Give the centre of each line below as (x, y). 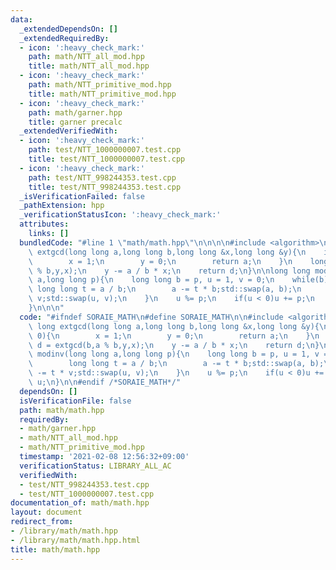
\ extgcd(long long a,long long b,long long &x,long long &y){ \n (167, 252)
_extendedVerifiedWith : (68, 131)
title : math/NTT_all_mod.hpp (89, 66)
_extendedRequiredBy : (64, 38)
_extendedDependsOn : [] (68, 29)
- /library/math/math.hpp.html (75, 540)
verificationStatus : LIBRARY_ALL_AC (95, 466)
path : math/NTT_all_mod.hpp (86, 57)
